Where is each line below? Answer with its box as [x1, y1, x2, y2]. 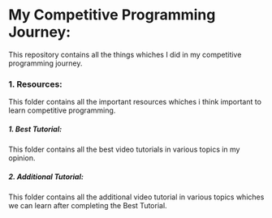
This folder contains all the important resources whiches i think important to [8, 97, 262, 107]
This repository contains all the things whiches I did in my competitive [8, 49, 242, 59]
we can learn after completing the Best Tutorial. [8, 201, 168, 211]
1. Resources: [8, 79, 63, 90]
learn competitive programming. [8, 105, 116, 115]
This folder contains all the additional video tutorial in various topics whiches [8, 192, 265, 202]
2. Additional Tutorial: [8, 172, 84, 182]
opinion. [8, 153, 36, 163]
